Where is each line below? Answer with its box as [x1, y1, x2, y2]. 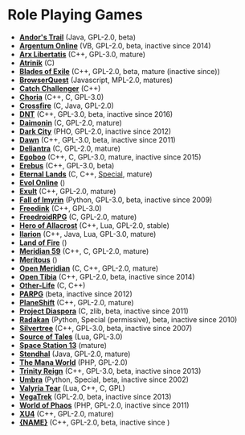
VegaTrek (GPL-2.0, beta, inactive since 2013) [18, 391, 172, 401]
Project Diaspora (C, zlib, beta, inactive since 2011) [18, 306, 190, 316]
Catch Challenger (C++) [18, 83, 101, 93]
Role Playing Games [7, 6, 144, 24]
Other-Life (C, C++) [18, 280, 86, 290]
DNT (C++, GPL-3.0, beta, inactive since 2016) [18, 109, 174, 118]
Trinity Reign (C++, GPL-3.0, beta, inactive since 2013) [18, 366, 202, 375]
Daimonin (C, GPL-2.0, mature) [18, 118, 122, 127]
